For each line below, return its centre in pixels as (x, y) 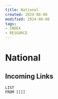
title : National (22, 10)
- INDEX (13, 28)
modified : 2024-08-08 (28, 19)
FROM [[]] (15, 92)
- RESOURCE (16, 33)
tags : (11, 24)
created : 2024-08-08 (27, 14)
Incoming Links (29, 76)
